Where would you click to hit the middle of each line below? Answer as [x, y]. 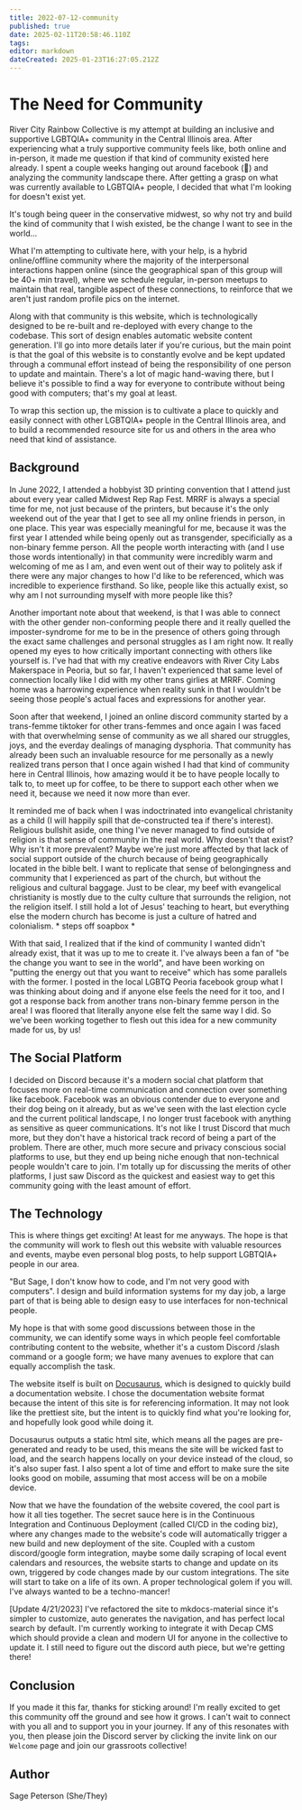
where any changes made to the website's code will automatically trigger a [148, 1534]
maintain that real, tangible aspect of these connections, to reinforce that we [151, 289]
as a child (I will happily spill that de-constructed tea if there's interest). [141, 820]
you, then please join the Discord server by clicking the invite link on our [143, 1736]
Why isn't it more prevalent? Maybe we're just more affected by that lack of [149, 849]
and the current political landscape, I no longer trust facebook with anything [150, 1118]
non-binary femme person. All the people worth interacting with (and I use [147, 546]
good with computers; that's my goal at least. [93, 393]
